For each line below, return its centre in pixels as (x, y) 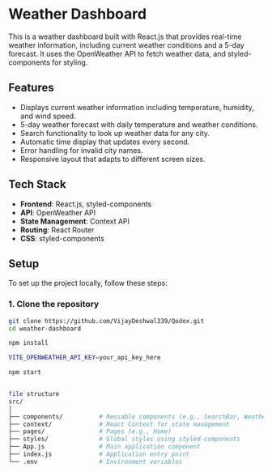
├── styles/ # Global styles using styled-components (125, 439)
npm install (28, 343)
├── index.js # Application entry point (99, 454)
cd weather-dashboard (45, 329)
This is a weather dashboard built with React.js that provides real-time (125, 36)
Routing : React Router (57, 230)
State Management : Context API (75, 221)
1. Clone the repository (54, 304)
